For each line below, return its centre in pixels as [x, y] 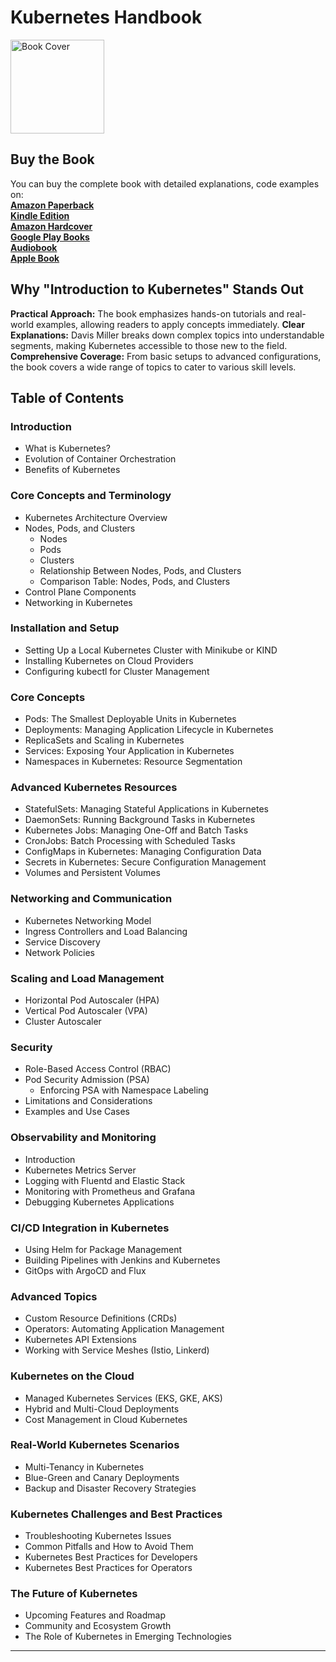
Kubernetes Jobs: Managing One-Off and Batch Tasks [136, 830]
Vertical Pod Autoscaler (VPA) [86, 1011]
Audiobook [34, 247]
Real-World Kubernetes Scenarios [95, 1445]
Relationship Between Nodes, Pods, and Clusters [140, 570]
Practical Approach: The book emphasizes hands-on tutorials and [147, 313]
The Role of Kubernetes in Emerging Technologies [128, 1637]
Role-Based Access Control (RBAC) [98, 1069]
